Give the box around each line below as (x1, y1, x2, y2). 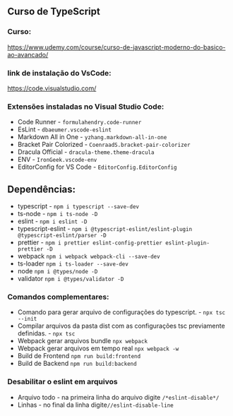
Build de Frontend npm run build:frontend (17, 352, 141, 360)
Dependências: (7, 183, 76, 195)
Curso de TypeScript (7, 6, 100, 18)
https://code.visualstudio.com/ (7, 84, 97, 93)
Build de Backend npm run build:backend (17, 359, 137, 368)
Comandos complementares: (7, 292, 109, 302)
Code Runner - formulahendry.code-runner (17, 118, 142, 126)
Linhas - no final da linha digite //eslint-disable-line (17, 400, 174, 409)
